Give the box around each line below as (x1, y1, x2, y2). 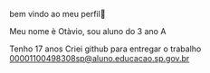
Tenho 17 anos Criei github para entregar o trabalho (9, 43, 202, 54)
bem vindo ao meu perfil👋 (9, 9, 106, 19)
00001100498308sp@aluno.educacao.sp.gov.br (9, 53, 190, 63)
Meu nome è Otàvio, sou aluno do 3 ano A (9, 26, 167, 36)
